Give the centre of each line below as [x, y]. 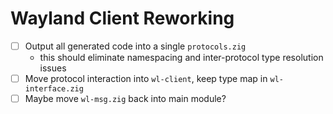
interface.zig [54, 89]
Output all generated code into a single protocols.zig [135, 46]
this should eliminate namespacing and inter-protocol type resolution [181, 57]
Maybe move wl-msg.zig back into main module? [125, 99]
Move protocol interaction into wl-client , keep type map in [146, 78]
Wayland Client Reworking [122, 18]
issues [53, 68]
